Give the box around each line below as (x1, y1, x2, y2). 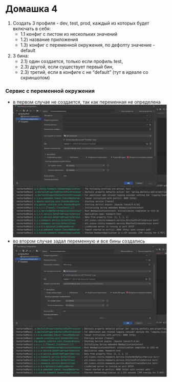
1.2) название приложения (20, 36, 78, 43)
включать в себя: (12, 25, 51, 31)
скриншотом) (20, 74, 50, 81)
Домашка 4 (5, 3, 58, 15)
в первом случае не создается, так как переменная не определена (12, 99, 161, 105)
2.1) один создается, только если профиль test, (20, 58, 123, 64)
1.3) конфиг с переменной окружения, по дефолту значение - (20, 42, 155, 48)
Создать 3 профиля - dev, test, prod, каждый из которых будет (12, 20, 149, 26)
